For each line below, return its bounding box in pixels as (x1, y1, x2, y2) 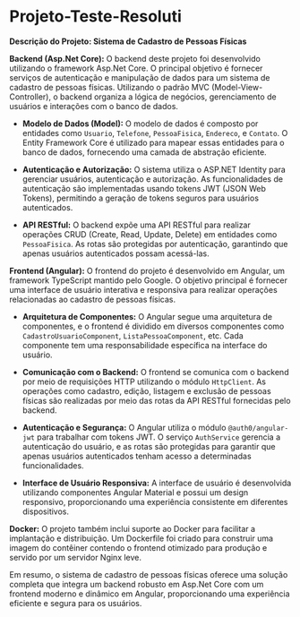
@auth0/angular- (227, 424, 289, 433)
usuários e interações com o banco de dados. (9, 100, 179, 111)
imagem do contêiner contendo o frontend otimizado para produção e (9, 542, 268, 553)
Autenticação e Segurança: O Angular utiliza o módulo (21, 422, 227, 433)
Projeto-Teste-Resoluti (9, 6, 182, 27)
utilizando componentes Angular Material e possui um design (21, 486, 249, 498)
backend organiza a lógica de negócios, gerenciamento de (59, 91, 277, 102)
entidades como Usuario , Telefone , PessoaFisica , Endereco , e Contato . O (21, 127, 288, 138)
